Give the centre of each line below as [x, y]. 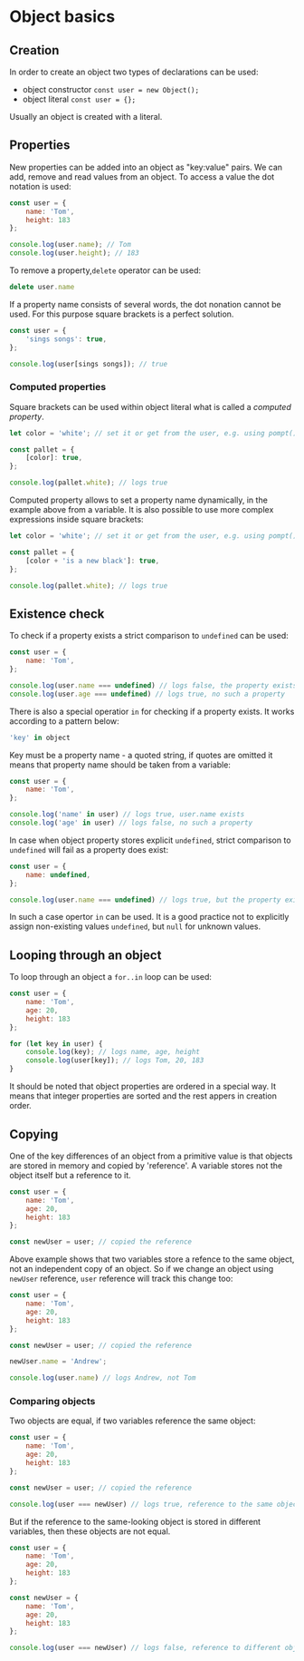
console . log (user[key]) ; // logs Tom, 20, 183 [115, 1060]
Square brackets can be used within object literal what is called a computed [150, 406]
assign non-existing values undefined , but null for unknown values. [135, 926]
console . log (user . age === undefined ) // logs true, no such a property [147, 694]
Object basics [62, 17]
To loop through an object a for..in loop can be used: [111, 977]
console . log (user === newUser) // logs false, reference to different [145, 1648]
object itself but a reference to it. [70, 1175]
